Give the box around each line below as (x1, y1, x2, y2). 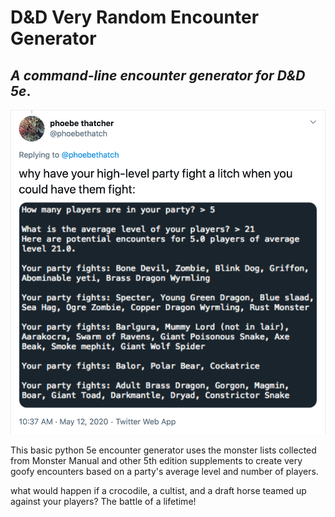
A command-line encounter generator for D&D (10, 67, 306, 84)
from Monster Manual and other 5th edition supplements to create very (10, 454, 303, 466)
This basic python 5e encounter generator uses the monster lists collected (10, 444, 317, 456)
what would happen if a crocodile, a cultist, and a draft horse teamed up (10, 484, 307, 496)
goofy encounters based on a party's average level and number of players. (10, 465, 319, 477)
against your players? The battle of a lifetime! (10, 495, 197, 507)
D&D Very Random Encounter (10, 6, 260, 29)
